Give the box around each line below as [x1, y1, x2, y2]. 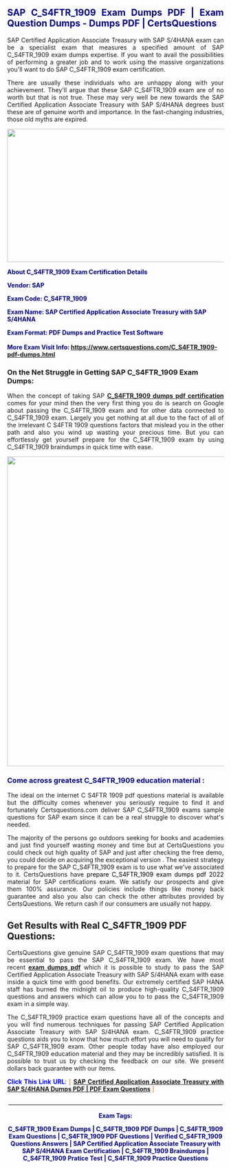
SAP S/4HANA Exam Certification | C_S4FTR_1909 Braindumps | [21, 1147, 210, 1155]
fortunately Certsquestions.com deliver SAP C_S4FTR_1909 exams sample [7, 806, 224, 814]
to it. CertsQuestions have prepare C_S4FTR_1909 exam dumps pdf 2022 [7, 870, 224, 879]
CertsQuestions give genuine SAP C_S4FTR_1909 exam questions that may [7, 949, 224, 957]
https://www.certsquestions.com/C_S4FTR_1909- [71, 343, 218, 351]
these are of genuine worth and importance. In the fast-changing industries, [7, 107, 224, 116]
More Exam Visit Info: [7, 343, 70, 351]
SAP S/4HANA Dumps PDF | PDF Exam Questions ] [7, 1085, 155, 1093]
